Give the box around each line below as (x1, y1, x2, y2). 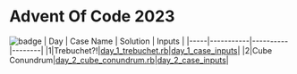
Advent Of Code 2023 (9, 6, 175, 27)
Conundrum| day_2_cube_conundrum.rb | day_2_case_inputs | (9, 54, 230, 65)
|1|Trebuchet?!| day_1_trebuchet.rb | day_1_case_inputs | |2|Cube (45, 45, 273, 55)
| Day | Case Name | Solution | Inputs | (43, 36, 185, 46)
